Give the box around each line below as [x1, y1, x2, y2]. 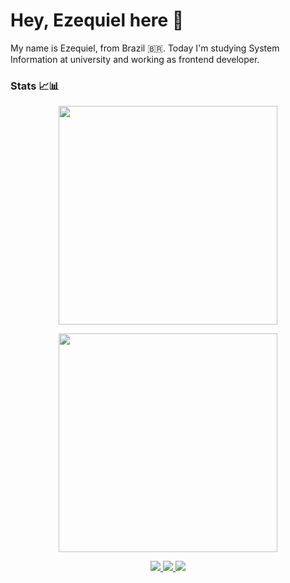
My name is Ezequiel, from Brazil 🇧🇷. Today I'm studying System [10, 42, 280, 54]
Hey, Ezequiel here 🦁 [10, 9, 185, 32]
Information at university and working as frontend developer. [10, 53, 260, 65]
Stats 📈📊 [10, 79, 60, 93]
